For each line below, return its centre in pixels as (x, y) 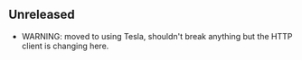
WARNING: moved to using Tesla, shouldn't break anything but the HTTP (157, 36)
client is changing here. (65, 46)
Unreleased (42, 15)
